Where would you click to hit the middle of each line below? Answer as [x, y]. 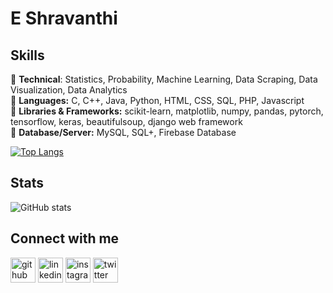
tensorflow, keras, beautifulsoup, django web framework [126, 121]
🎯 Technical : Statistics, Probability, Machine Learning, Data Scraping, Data [164, 79]
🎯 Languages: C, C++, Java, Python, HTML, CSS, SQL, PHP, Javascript [157, 100]
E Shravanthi [64, 18]
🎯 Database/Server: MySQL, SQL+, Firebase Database [123, 132]
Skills [27, 55]
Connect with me [65, 238]
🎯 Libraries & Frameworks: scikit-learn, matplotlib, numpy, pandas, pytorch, [167, 111]
